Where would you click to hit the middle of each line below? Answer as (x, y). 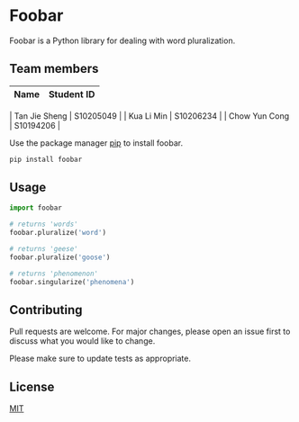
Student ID (72, 94)
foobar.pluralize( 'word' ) (58, 233)
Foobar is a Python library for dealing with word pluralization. (122, 40)
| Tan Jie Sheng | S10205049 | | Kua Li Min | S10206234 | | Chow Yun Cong (149, 116)
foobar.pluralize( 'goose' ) (60, 257)
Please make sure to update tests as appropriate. (100, 359)
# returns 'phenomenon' (54, 274)
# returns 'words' (44, 224)
